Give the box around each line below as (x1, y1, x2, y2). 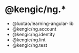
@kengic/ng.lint (12, 37, 46, 43)
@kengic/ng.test (12, 42, 47, 48)
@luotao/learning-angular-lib (12, 20, 74, 26)
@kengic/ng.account (12, 25, 57, 32)
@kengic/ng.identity (12, 31, 55, 37)
